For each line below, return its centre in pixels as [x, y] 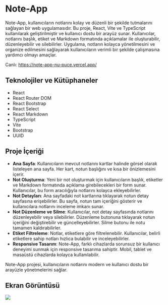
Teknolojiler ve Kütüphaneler [52, 80]
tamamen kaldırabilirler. [37, 228]
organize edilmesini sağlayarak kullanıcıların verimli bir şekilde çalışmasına [82, 49]
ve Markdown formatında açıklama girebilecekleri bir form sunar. [79, 185]
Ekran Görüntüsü [33, 285]
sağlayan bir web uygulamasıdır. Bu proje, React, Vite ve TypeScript [75, 28]
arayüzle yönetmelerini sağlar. [37, 270]
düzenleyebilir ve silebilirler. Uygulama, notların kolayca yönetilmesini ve [80, 44]
